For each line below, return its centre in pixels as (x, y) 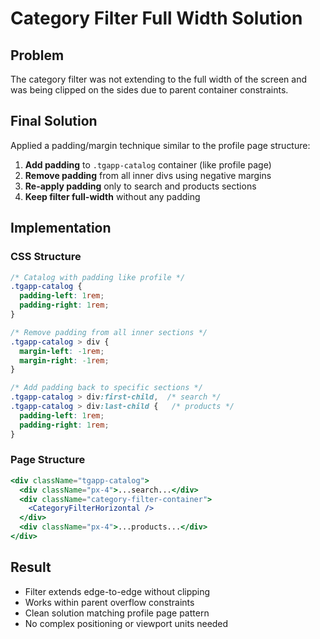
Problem (37, 55)
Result (31, 567)
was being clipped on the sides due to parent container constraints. (149, 90)
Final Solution (54, 121)
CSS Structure (46, 257)
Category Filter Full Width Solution (156, 18)
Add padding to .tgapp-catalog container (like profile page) (148, 164)
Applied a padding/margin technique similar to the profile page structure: (160, 145)
